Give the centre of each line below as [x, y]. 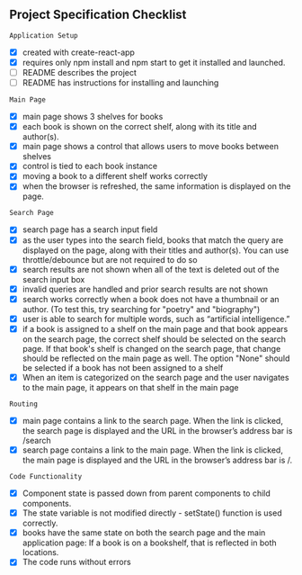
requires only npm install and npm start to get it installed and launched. [154, 62]
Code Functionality [46, 477]
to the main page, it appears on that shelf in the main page [130, 387]
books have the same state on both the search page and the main [144, 533]
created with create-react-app [78, 52]
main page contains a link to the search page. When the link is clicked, [152, 420]
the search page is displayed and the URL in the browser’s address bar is [157, 431]
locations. [40, 553]
